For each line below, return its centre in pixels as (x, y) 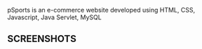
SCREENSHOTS (42, 39)
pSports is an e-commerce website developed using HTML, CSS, (101, 10)
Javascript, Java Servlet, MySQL (54, 17)
